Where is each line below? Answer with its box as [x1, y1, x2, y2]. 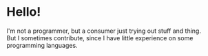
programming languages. [6, 41, 78, 49]
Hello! [6, 4, 41, 20]
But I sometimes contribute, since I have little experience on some [6, 33, 194, 42]
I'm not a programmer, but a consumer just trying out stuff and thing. [6, 27, 201, 35]
